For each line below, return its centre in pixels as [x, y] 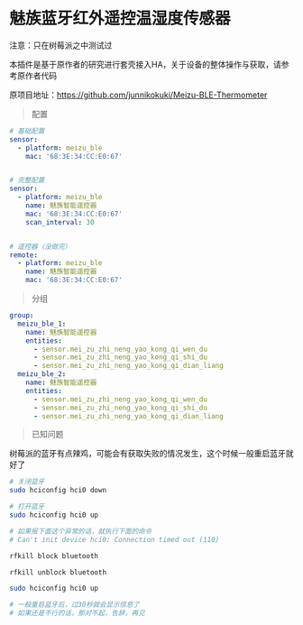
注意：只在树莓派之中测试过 [61, 45]
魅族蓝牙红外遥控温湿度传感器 [120, 18]
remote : [24, 255]
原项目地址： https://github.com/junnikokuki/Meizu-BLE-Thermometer [138, 95]
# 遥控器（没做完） [41, 246]
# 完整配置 [27, 180]
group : [22, 316]
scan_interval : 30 [60, 222]
